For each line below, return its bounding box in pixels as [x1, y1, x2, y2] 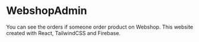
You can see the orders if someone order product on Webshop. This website [6, 23, 194, 30]
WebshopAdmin [6, 4, 87, 17]
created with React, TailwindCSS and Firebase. [6, 29, 121, 36]
